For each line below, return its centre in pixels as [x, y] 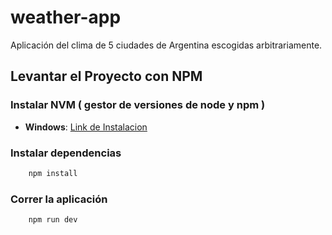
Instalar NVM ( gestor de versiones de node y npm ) [138, 105]
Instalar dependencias [66, 153]
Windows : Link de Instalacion [86, 127]
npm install [53, 173]
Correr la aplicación [59, 199]
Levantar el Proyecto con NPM [106, 76]
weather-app [66, 17]
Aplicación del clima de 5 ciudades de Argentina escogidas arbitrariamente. [166, 45]
